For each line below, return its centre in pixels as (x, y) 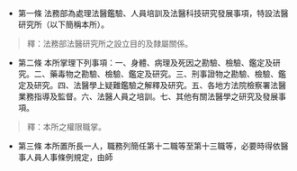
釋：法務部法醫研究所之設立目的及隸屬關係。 (110, 44)
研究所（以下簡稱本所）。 (63, 24)
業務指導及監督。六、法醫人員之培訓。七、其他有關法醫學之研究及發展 (148, 96)
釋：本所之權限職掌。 (66, 127)
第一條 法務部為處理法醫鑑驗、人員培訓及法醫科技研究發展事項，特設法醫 (153, 13)
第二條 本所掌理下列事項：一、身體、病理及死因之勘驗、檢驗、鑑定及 (145, 63)
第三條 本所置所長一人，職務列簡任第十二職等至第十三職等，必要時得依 (149, 146)
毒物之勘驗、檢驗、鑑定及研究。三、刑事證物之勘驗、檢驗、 (168, 74)
